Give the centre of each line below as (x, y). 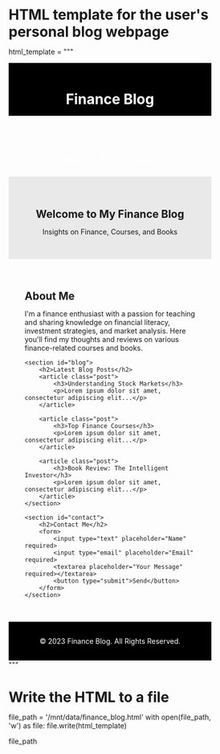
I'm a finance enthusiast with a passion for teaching (110, 314)
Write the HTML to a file (89, 697)
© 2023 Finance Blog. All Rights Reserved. (110, 641)
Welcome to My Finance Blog (110, 214)
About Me (50, 297)
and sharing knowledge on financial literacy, (97, 323)
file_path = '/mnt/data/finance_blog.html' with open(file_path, (110, 717)
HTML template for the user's (109, 15)
